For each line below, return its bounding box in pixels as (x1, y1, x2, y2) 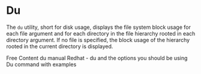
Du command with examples (6, 61, 77, 68)
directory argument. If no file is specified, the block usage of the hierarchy (6, 36, 190, 43)
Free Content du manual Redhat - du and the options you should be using (6, 54, 188, 61)
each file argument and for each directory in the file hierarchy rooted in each (6, 29, 196, 37)
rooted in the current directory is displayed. (6, 43, 113, 50)
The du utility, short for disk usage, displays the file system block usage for (6, 23, 191, 31)
